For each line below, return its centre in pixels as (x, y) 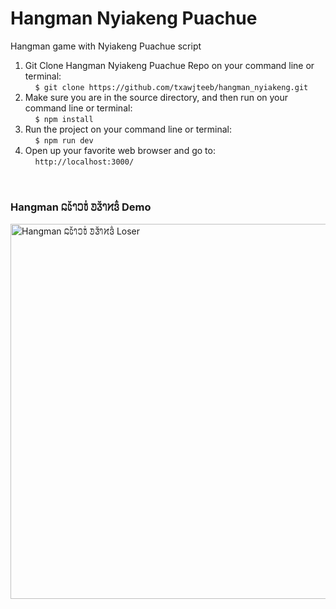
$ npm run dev (64, 140)
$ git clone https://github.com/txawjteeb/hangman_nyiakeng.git (171, 87)
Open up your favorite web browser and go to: (120, 150)
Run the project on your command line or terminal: (128, 129)
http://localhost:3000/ (84, 162)
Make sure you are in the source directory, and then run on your (156, 97)
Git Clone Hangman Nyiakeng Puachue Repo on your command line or (169, 65)
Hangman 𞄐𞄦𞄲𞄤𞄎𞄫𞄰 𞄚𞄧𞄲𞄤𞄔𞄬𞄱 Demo (81, 207)
